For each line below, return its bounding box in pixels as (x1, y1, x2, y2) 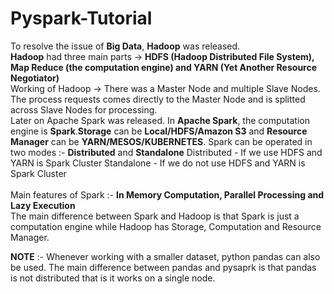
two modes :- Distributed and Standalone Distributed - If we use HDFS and (10, 146, 323, 158)
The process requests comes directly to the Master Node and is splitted (10, 93, 306, 105)
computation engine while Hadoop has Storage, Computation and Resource (10, 220, 322, 232)
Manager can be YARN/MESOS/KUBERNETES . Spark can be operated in (10, 135, 313, 147)
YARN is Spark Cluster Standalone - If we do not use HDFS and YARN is (10, 157, 306, 169)
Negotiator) (10, 72, 60, 84)
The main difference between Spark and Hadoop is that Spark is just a (10, 210, 300, 222)
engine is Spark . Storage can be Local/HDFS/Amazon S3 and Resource (10, 125, 308, 137)
